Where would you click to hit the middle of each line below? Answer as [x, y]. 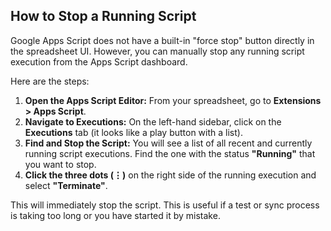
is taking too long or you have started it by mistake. [115, 215]
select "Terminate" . [66, 185]
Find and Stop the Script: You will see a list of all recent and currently [168, 143]
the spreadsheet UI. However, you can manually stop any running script [157, 51]
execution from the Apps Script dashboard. [99, 61]
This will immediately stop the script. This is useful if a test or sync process [165, 205]
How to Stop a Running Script [103, 16]
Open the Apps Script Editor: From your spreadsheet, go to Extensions [173, 100]
